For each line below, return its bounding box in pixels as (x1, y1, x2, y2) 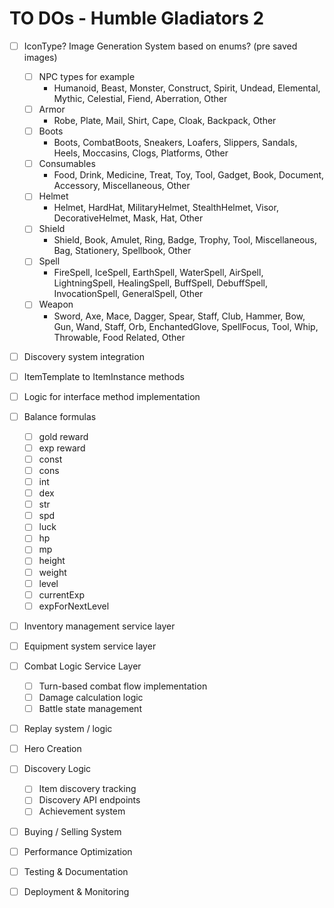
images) (23, 52, 58, 63)
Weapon (38, 298, 74, 311)
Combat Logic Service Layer (23, 660, 142, 672)
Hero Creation (23, 743, 82, 755)
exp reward (38, 442, 86, 454)
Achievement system (38, 805, 126, 817)
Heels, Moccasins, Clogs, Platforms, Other (53, 147, 229, 159)
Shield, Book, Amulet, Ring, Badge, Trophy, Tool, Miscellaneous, (53, 234, 317, 246)
